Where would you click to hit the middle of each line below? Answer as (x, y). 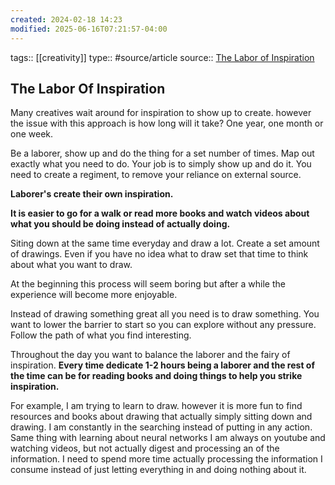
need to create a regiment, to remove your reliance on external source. (156, 175)
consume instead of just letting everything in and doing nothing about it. (158, 470)
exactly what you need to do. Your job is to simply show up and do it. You (161, 164)
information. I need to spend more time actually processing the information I (166, 459)
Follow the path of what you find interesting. (101, 335)
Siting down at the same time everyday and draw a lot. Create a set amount (165, 243)
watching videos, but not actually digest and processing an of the (145, 448)
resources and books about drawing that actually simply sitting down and (161, 417)
